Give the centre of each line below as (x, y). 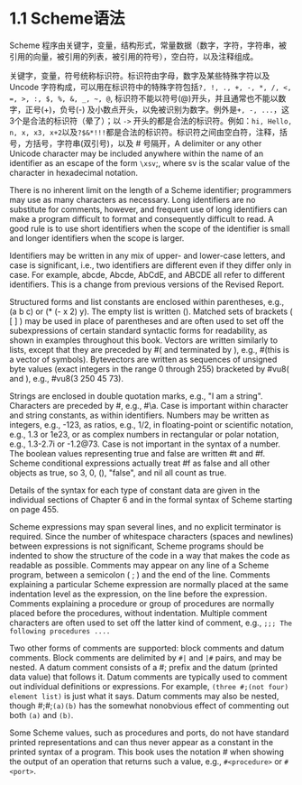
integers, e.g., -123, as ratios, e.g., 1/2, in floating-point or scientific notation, (151, 424)
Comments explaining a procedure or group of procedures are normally (142, 603)
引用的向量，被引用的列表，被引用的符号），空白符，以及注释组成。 (134, 56)
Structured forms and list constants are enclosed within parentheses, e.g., (147, 301)
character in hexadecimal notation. (73, 172)
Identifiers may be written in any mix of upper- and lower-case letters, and (147, 255)
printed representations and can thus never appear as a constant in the (141, 742)
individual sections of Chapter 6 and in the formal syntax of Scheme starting (151, 499)
